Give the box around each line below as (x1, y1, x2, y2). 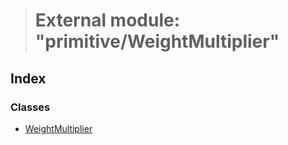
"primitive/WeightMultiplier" (34, 30, 280, 53)
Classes (10, 100, 51, 114)
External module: (34, 9, 181, 32)
